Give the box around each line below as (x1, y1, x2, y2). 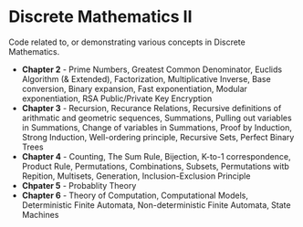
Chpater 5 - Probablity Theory (21, 180, 137, 191)
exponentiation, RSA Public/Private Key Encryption (21, 93, 213, 104)
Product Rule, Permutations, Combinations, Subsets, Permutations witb (21, 160, 289, 171)
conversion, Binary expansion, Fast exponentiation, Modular (21, 83, 248, 94)
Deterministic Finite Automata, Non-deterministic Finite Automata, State (21, 199, 291, 211)
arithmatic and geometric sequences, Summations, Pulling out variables (21, 112, 293, 123)
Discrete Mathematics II (8, 6, 193, 27)
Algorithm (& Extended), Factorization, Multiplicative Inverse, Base (21, 73, 271, 84)
